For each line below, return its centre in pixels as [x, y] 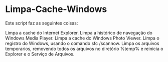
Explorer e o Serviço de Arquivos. [40, 54]
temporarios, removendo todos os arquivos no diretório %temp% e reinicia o [84, 48]
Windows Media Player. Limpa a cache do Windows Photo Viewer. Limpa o [82, 38]
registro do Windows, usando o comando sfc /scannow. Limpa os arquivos [82, 43]
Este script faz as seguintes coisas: [42, 23]
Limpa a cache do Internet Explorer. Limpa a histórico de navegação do [79, 32]
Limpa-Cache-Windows [56, 9]
